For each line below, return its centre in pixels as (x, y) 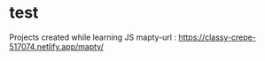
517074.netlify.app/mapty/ (56, 46)
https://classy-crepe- (218, 37)
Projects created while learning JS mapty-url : (93, 37)
